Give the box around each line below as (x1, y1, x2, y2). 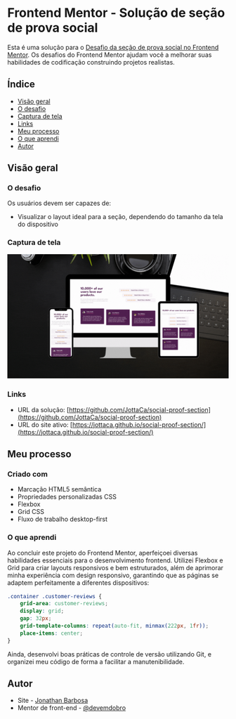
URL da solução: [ (17, 405, 70, 414)
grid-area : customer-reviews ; (20, 600, 109, 607)
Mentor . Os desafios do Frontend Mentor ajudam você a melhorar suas (7, 51, 212, 59)
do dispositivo (17, 220, 58, 229)
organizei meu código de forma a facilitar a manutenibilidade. (7, 657, 185, 666)
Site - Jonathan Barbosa (17, 697, 88, 705)
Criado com (7, 469, 48, 479)
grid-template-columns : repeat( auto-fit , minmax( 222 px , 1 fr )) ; (20, 623, 209, 630)
